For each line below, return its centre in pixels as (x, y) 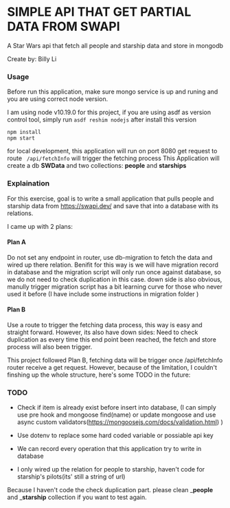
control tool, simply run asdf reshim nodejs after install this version (102, 120)
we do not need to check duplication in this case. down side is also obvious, (115, 279)
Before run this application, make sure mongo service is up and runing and (113, 92)
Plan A (16, 242)
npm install (24, 132)
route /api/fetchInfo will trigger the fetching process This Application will (113, 158)
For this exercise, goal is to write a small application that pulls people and (111, 198)
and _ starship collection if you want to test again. (77, 497)
